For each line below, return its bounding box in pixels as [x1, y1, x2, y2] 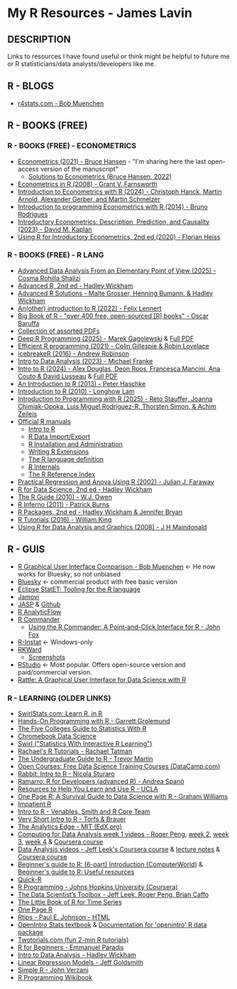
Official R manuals [17, 417, 71, 425]
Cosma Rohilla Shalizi [17, 273, 81, 282]
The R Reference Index [28, 470, 96, 479]
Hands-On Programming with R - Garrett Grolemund [17, 716, 170, 725]
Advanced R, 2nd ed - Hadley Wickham [17, 281, 133, 290]
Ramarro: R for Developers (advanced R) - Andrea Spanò [17, 777, 184, 785]
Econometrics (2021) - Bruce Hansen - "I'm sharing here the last [17, 157, 206, 165]
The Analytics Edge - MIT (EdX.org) [17, 822, 123, 831]
